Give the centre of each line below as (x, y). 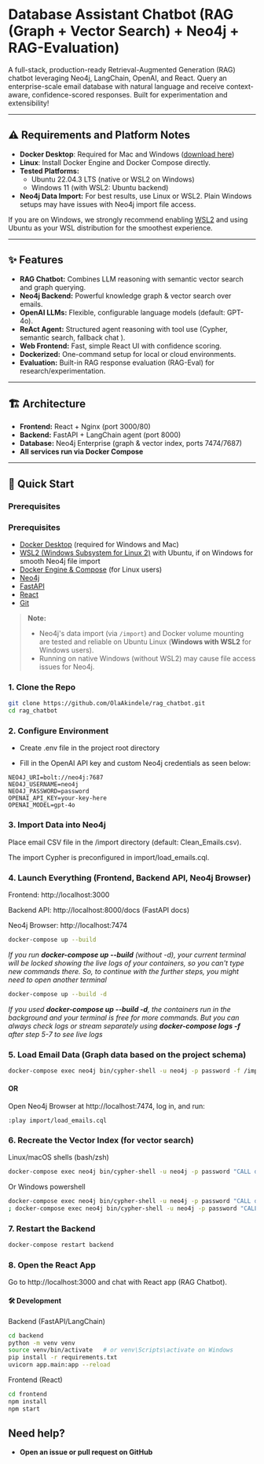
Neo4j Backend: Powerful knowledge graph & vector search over (125, 296)
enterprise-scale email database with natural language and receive (116, 86)
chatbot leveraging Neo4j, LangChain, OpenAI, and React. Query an (118, 78)
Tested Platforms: (49, 171)
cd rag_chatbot (33, 711)
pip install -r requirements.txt (63, 1358)
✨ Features (36, 260)
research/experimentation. (62, 370)
